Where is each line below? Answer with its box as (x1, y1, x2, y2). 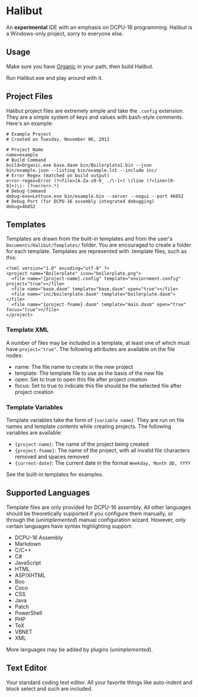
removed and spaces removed (14, 453, 89, 460)
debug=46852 (6, 203, 35, 209)
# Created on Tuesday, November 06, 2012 (6, 136, 110, 142)
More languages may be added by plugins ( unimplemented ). (6, 646, 153, 653)
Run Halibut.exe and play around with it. (6, 74, 103, 81)
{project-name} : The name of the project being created (14, 440, 149, 448)
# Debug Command (6, 188, 46, 194)
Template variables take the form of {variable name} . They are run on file (6, 416, 184, 423)
